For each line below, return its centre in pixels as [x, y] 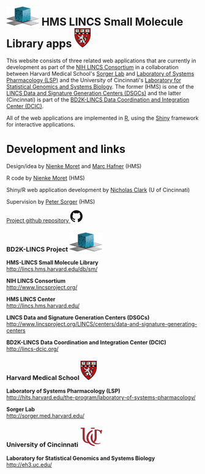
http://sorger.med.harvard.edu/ [45, 416]
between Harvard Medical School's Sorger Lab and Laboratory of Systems [100, 73]
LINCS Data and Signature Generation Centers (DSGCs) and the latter [94, 93]
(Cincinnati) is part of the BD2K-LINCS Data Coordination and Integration [98, 99]
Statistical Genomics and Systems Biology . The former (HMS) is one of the [100, 86]
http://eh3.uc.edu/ [29, 464]
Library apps [39, 44]
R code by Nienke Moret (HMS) [46, 178]
